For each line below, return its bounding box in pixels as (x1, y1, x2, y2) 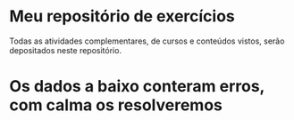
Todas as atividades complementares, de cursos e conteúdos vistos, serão (9, 36, 285, 46)
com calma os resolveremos (9, 95, 223, 116)
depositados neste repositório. (9, 44, 122, 55)
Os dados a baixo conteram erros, (9, 76, 265, 97)
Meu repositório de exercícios (9, 6, 235, 27)
